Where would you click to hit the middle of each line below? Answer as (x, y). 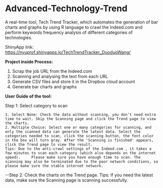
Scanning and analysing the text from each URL (60, 76)
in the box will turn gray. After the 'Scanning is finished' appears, (79, 140)
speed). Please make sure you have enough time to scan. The (73, 157)
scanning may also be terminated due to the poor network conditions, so (82, 162)
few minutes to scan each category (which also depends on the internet (81, 153)
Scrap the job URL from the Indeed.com (52, 71)
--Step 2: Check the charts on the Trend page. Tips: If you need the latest (79, 175)
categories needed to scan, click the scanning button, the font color (79, 136)
